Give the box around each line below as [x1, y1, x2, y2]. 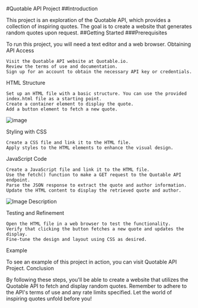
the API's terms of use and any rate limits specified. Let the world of [6, 289, 172, 296]
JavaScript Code [6, 155, 47, 162]
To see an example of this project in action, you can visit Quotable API [6, 258, 177, 265]
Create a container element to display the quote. [6, 101, 134, 107]
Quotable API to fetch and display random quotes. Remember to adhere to [6, 282, 187, 290]
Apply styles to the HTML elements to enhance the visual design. [6, 145, 174, 151]
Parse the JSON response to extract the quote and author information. [6, 182, 187, 188]
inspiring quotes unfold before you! [6, 295, 92, 302]
